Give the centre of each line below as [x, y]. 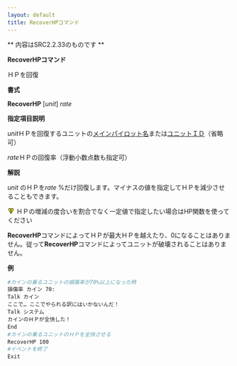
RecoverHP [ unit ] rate [40, 103]
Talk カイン [23, 297]
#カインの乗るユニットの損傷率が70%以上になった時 [72, 282]
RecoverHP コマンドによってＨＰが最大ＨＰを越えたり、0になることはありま [119, 235]
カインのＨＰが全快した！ [39, 319]
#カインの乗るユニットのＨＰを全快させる [59, 334]
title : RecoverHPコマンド [44, 22]
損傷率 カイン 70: [31, 290]
